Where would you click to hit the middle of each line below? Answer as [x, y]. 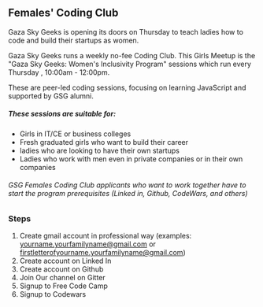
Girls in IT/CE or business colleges [75, 134]
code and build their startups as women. [74, 40]
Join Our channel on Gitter [63, 278]
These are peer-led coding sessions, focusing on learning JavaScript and [127, 87]
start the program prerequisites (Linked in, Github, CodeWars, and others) [128, 194]
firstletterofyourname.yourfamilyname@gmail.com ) [103, 253]
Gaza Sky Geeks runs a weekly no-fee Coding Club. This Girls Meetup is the [132, 55]
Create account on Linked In [65, 261]
